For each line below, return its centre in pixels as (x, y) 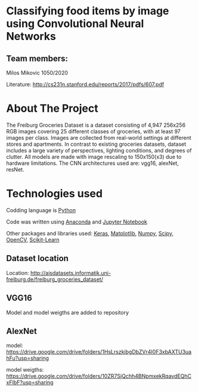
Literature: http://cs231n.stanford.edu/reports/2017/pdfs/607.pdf (85, 84)
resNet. (15, 169)
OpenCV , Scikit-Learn (33, 240)
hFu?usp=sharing (28, 358)
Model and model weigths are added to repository (68, 313)
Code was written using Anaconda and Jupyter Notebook (77, 222)
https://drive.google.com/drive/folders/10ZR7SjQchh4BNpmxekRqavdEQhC (99, 376)
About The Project (52, 108)
